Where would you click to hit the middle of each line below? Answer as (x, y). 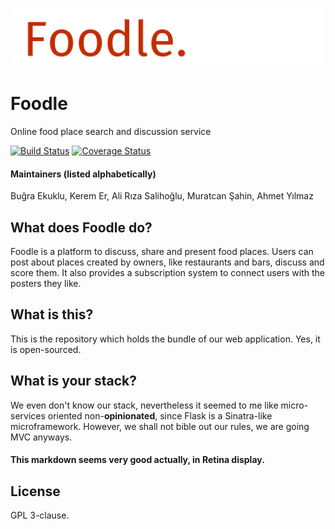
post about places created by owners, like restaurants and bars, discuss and (167, 262)
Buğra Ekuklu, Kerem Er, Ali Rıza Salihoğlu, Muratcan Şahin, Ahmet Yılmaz (162, 196)
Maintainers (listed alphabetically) (83, 174)
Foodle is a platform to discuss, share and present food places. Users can (162, 251)
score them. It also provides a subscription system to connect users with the (167, 272)
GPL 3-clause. (40, 515)
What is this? (52, 314)
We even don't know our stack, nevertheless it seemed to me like (144, 405)
